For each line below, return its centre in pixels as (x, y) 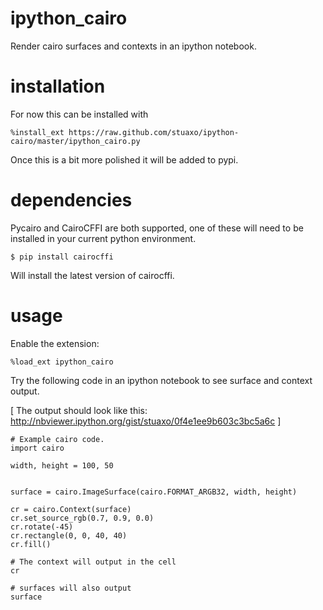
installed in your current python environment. (103, 238)
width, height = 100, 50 (62, 465)
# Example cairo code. (57, 439)
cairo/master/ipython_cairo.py (75, 141)
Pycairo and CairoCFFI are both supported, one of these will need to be (157, 228)
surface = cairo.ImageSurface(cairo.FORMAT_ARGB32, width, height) (154, 492)
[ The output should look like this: (79, 410)
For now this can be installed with (79, 114)
